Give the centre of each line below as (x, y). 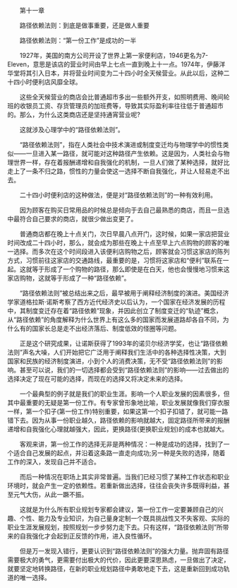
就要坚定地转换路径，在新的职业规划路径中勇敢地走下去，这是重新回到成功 (115, 569)
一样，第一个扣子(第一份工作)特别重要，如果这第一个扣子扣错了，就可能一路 (118, 411)
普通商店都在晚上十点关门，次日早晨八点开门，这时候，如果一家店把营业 (124, 234)
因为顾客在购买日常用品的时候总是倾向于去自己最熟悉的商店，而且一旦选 (124, 210)
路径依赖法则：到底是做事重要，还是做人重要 (84, 25)
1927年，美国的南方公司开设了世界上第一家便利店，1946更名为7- (114, 55)
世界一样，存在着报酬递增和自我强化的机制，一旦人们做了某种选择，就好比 (121, 162)
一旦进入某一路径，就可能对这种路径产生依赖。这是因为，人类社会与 (124, 153)
